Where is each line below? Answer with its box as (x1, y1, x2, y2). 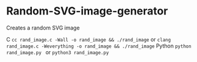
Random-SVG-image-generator (6, 4, 168, 18)
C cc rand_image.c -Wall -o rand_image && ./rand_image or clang (6, 36, 171, 43)
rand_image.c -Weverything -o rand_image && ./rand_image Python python (6, 42, 192, 49)
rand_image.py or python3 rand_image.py (6, 48, 110, 55)
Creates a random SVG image (6, 24, 80, 31)
